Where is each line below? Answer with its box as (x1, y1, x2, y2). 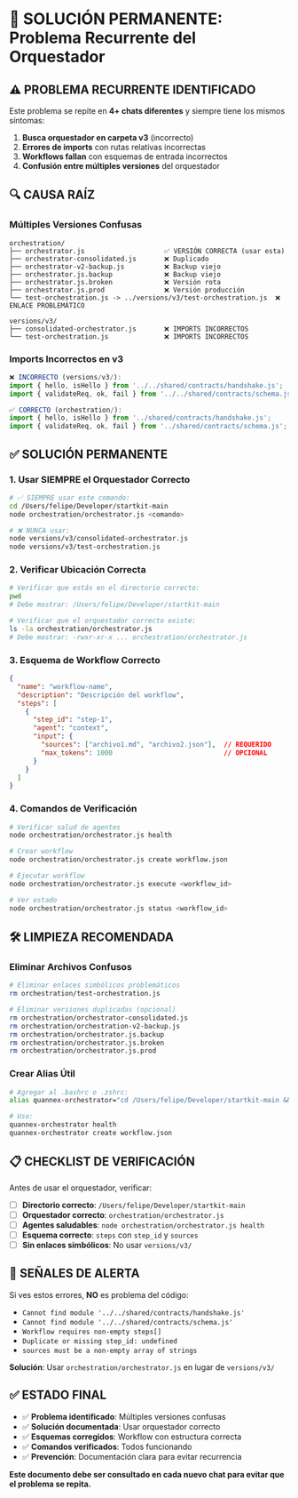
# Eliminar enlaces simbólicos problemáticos (9, 981, 180, 990)
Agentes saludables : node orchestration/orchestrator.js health (21, 1219, 265, 1230)
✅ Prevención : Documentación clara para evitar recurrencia (21, 1451, 242, 1462)
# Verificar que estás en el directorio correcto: (9, 583, 200, 593)
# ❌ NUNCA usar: (9, 525, 71, 535)
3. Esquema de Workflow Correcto (9, 653, 161, 666)
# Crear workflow (9, 847, 74, 856)
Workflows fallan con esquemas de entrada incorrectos (21, 151, 228, 162)
